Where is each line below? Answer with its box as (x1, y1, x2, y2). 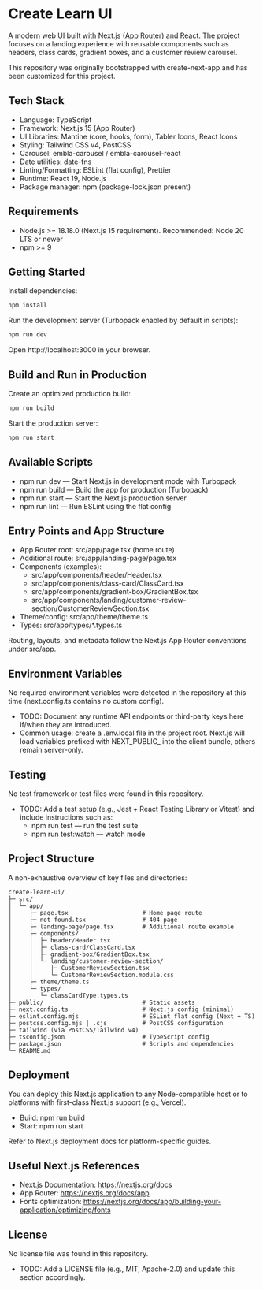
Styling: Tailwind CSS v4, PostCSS (19, 139, 131, 150)
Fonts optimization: (19, 1197, 82, 1206)
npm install (8, 301, 47, 310)
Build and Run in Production (8, 368, 147, 381)
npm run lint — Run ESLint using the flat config (19, 501, 172, 511)
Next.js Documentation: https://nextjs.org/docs (19, 1180, 172, 1190)
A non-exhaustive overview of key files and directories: (8, 872, 187, 883)
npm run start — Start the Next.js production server (19, 493, 187, 503)
